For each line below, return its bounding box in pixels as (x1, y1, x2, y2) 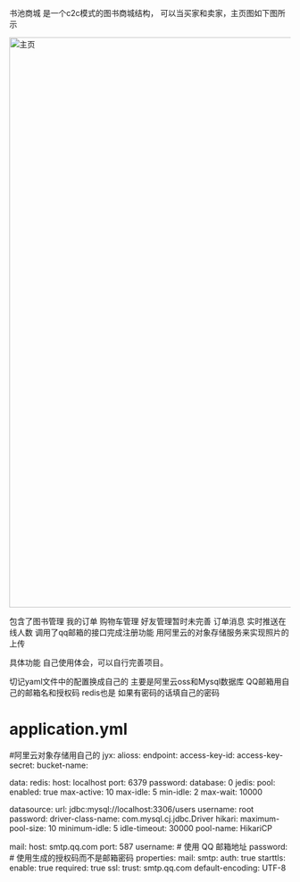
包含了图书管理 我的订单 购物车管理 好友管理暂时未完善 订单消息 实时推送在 (9, 616, 287, 627)
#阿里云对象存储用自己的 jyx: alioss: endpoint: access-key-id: (9, 749, 235, 761)
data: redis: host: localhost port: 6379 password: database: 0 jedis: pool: (9, 777, 276, 787)
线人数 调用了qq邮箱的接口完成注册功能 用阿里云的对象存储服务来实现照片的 (9, 628, 290, 637)
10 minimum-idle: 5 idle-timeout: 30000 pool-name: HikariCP (47, 822, 272, 833)
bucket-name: (37, 760, 89, 770)
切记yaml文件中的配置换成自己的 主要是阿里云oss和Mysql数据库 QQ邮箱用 (9, 677, 282, 686)
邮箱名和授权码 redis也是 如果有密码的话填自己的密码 (24, 687, 221, 698)
